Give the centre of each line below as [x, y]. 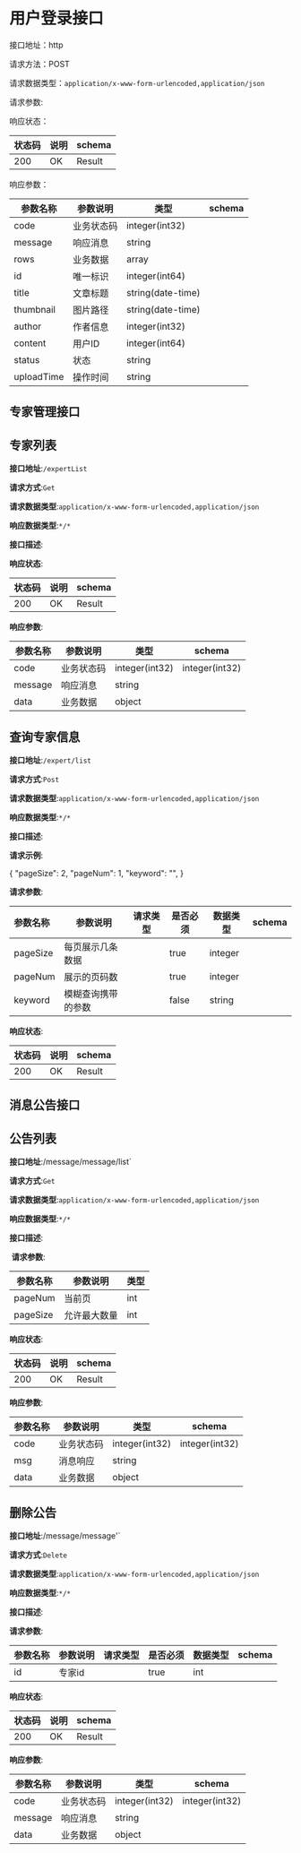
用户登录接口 [57, 18]
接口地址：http [37, 45]
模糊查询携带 [91, 994]
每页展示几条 [91, 946]
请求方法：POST [39, 64]
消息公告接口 [45, 1105]
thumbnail [35, 309]
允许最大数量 [91, 1315]
